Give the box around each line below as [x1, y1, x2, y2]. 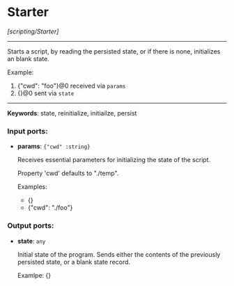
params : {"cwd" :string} [17, 142, 91, 150]
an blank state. [7, 54, 50, 63]
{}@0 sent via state [17, 88, 75, 97]
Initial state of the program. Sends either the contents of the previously [17, 250, 221, 258]
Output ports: [7, 221, 54, 230]
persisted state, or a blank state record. [17, 257, 131, 266]
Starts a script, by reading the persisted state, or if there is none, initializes [7, 47, 221, 56]
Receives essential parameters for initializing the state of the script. [17, 156, 211, 164]
